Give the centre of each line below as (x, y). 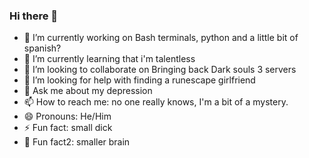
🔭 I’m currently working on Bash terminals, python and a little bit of (161, 38)
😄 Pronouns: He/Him (67, 116)
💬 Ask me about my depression (88, 91)
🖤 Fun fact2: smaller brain (77, 142)
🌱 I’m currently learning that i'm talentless (109, 59)
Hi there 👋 (34, 16)
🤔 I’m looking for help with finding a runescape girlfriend (139, 80)
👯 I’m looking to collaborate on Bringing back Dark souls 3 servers (160, 70)
